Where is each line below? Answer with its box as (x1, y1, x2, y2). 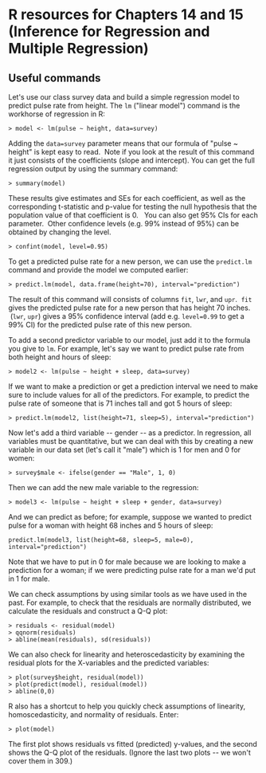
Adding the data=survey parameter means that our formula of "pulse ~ (8, 139, 239, 148)
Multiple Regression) (8, 40, 149, 57)
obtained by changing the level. (8, 227, 111, 237)
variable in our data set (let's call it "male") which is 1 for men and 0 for (8, 445, 241, 454)
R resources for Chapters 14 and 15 (8, 6, 244, 24)
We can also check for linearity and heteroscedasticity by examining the (8, 649, 245, 659)
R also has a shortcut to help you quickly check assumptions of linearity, (8, 701, 245, 711)
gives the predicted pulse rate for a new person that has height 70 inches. (8, 303, 251, 312)
